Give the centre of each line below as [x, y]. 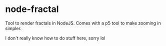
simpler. [13, 28]
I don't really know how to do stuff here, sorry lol [55, 38]
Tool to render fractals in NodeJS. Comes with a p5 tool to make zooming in [83, 23]
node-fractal [32, 9]
